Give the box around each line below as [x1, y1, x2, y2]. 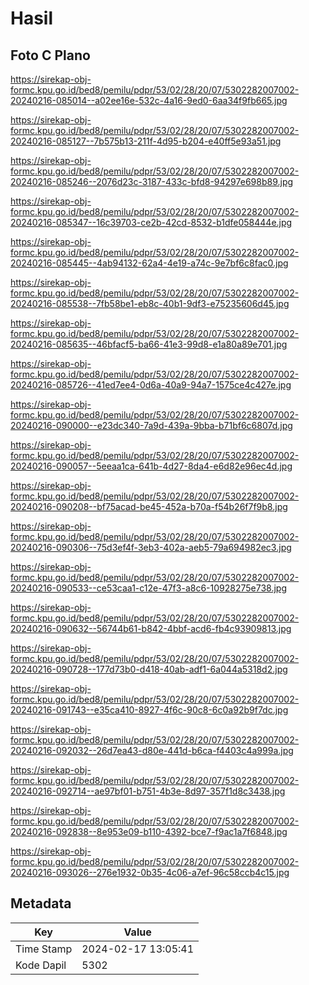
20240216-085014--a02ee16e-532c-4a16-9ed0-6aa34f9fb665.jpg [10, 95, 288, 106]
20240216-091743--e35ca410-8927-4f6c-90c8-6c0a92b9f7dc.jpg [10, 704, 289, 716]
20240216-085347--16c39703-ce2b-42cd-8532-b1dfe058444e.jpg [10, 217, 293, 228]
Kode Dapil [15, 958, 67, 972]
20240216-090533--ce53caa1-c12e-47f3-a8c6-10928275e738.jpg [10, 582, 287, 594]
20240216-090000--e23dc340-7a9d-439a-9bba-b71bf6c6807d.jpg [10, 420, 293, 431]
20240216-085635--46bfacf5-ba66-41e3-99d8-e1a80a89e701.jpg [10, 338, 288, 350]
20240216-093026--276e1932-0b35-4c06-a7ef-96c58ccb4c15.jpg [10, 867, 290, 878]
